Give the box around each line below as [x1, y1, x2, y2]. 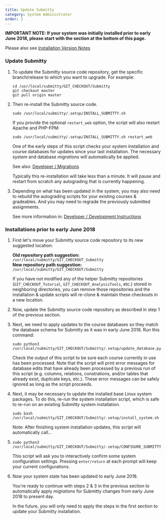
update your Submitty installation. [12, 508, 81, 514]
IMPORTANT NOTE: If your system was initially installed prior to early [5, 30, 151, 36]
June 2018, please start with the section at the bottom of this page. [5, 35, 146, 41]
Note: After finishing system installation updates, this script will [12, 424, 141, 430]
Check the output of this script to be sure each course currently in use [12, 354, 156, 361]
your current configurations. [12, 463, 70, 469]
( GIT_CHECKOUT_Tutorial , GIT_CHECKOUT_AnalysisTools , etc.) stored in [12, 281, 152, 287]
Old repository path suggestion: [12, 252, 80, 258]
